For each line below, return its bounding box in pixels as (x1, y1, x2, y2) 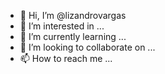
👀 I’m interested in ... (19, 20, 105, 32)
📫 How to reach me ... (19, 53, 113, 64)
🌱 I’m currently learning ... (19, 31, 127, 42)
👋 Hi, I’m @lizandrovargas (19, 10, 127, 21)
